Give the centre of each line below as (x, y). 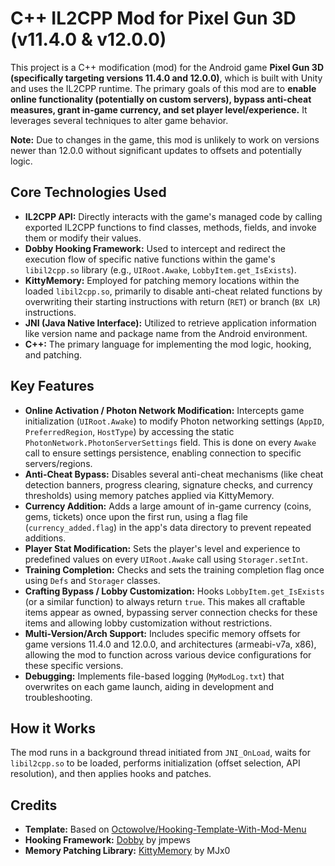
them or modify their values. (83, 238)
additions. (45, 538)
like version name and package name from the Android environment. (166, 333)
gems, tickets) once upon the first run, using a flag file (136, 516)
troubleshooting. (58, 697)
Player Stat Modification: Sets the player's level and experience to (162, 548)
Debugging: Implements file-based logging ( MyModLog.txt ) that (154, 676)
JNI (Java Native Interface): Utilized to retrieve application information (170, 323)
